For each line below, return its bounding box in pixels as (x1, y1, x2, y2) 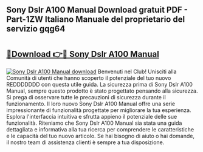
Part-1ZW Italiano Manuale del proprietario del (6, 15, 185, 25)
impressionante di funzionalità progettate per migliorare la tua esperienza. (6, 107, 191, 114)
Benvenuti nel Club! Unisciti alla (97, 68, 177, 75)
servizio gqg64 (6, 24, 66, 34)
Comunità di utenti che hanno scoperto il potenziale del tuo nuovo (6, 74, 171, 81)
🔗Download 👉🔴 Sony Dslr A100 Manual (6, 48, 159, 59)
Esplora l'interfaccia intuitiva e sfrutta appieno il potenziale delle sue (6, 113, 177, 120)
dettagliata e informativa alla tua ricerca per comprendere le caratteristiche (6, 126, 194, 133)
